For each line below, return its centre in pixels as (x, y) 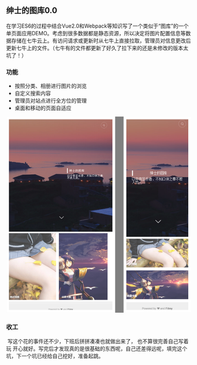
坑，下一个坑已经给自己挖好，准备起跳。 (55, 356)
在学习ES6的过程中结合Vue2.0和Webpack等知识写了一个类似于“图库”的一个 (97, 26)
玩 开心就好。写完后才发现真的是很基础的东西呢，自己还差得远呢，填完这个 (97, 349)
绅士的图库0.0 (32, 11)
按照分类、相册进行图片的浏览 (50, 86)
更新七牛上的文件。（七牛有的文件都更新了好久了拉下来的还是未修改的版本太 (97, 48)
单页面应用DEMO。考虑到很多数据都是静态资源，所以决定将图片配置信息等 (96, 33)
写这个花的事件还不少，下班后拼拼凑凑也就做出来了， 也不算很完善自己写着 (98, 341)
